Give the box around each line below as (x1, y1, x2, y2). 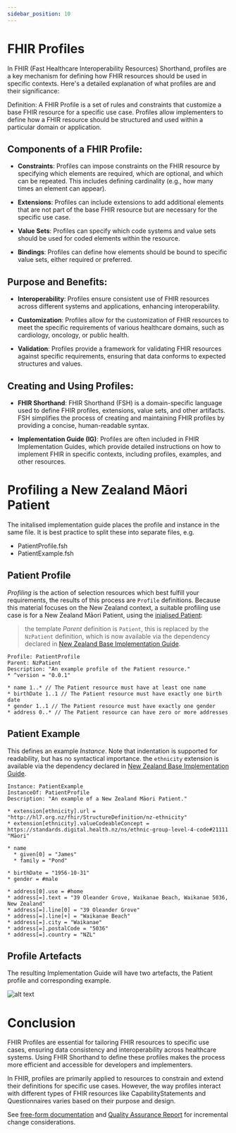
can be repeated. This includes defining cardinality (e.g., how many (17, 177, 213, 186)
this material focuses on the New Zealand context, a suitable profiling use (7, 603, 221, 611)
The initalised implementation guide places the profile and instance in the (7, 520, 220, 529)
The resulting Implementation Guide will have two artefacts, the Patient (7, 969, 213, 978)
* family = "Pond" (13, 857, 68, 864)
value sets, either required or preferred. (17, 256, 132, 264)
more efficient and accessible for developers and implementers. (7, 1060, 193, 1069)
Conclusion (7, 1014, 76, 1031)
